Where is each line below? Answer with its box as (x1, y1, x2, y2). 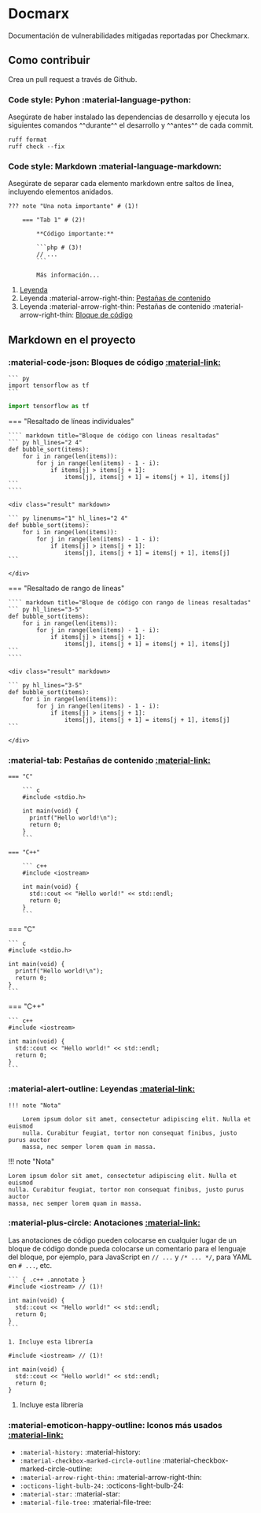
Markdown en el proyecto (8, 333, 136, 347)
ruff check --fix (8, 143, 65, 151)
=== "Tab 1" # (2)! (22, 216, 86, 225)
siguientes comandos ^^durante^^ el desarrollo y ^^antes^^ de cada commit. (8, 121, 254, 130)
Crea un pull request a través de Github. (8, 74, 138, 84)
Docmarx (8, 5, 69, 23)
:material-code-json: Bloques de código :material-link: (8, 356, 222, 367)
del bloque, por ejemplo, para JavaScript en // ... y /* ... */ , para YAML (8, 1252, 252, 1262)
